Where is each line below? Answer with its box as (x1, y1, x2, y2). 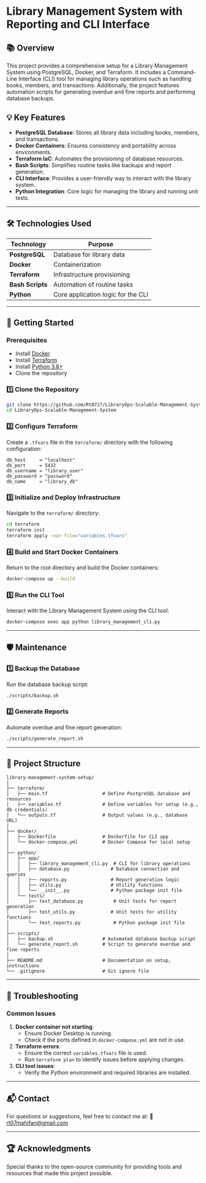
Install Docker (15, 350, 50, 357)
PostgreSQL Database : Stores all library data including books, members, (15, 129, 199, 136)
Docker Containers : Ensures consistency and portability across (15, 141, 177, 149)
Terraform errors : (15, 1043, 61, 1050)
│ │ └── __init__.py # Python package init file (6, 887, 183, 894)
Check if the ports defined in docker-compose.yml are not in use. (24, 1036, 185, 1043)
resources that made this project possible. (6, 1169, 113, 1177)
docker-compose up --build (6, 576, 75, 582)
